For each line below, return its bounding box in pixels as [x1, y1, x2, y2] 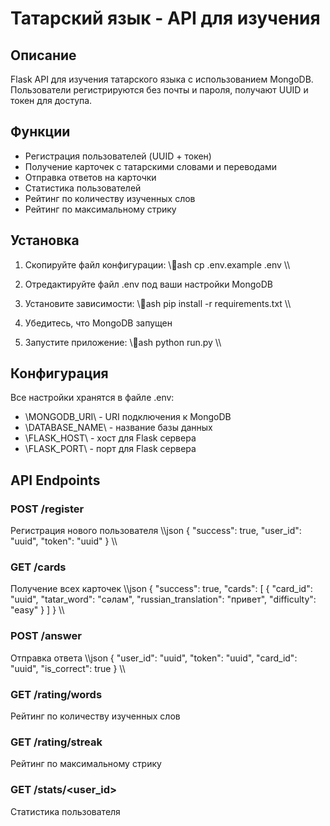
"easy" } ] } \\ [10, 604, 65, 616]
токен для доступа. [10, 95, 93, 106]
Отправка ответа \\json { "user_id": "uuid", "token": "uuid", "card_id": [10, 652, 298, 664]
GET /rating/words [10, 687, 103, 701]
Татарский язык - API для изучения [10, 7, 321, 30]
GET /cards [10, 560, 67, 574]
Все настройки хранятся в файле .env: [10, 392, 175, 404]
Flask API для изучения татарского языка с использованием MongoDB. [10, 73, 314, 85]
